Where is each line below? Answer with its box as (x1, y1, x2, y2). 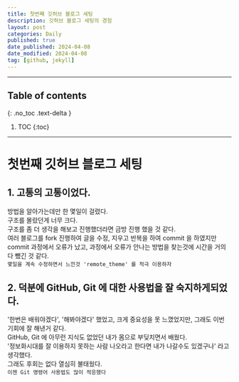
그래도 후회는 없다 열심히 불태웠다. (7, 360, 102, 368)
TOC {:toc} (17, 122, 50, 131)
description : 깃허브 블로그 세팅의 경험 (7, 17, 112, 24)
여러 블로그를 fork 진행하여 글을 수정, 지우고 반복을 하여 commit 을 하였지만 (7, 233, 217, 242)
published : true (7, 37, 55, 44)
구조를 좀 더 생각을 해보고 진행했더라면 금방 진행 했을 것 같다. (7, 225, 176, 233)
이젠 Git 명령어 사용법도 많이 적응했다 (7, 369, 107, 376)
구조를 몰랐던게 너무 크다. (7, 216, 78, 224)
